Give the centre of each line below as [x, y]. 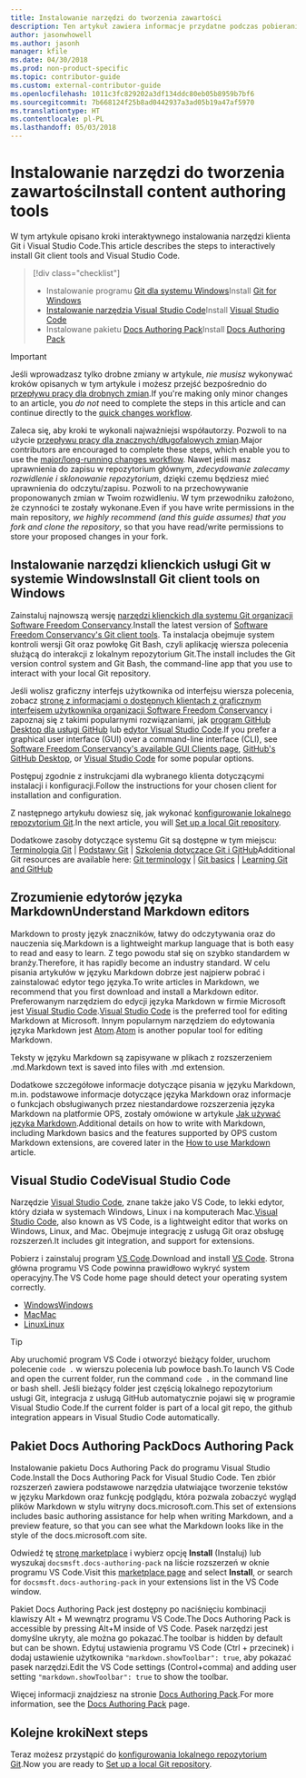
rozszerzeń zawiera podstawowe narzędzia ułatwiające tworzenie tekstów [149, 1487]
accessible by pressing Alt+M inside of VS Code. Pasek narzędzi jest [139, 1629]
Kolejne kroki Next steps [79, 1732]
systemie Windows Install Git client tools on [135, 579]
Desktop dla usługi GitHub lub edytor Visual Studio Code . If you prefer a [143, 729]
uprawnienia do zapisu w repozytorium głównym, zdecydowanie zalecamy [150, 469]
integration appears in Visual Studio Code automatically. [115, 1417]
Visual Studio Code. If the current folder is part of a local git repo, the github [152, 1408]
